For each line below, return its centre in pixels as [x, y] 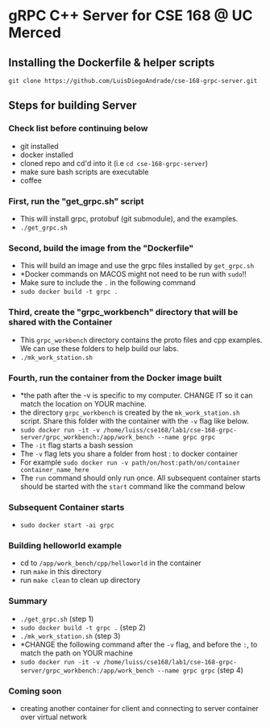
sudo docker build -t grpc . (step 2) [83, 627]
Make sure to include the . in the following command [108, 283]
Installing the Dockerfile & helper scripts [112, 62]
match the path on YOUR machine [76, 653]
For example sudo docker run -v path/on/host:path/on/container [130, 462]
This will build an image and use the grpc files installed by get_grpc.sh [137, 266]
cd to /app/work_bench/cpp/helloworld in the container [110, 563]
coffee [31, 180]
